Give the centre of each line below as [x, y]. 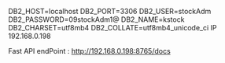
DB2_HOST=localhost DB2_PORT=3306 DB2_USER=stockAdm [110, 11]
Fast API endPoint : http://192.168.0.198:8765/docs [89, 51]
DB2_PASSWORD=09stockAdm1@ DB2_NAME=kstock [96, 19]
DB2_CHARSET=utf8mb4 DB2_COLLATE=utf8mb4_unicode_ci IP [113, 28]
